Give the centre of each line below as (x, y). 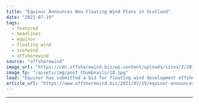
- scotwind (25, 51)
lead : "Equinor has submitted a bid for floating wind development (91, 78)
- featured (25, 28)
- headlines (26, 34)
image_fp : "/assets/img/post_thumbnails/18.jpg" (67, 73)
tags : (13, 23)
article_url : (22, 84)
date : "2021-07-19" (30, 17)
